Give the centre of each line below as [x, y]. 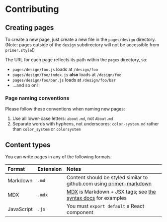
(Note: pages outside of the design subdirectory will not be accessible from [82, 45]
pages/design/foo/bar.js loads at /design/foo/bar [64, 80]
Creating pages [30, 28]
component [80, 213]
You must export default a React [105, 206]
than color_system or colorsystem [46, 129]
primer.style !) [20, 50]
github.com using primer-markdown [109, 184]
